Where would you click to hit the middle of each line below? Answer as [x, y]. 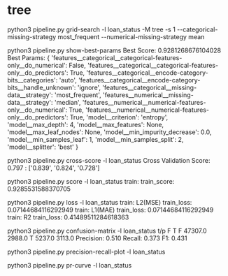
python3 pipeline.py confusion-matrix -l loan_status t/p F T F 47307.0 [107, 231]
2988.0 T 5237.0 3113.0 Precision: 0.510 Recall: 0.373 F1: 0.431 [97, 238]
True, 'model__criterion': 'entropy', [119, 117]
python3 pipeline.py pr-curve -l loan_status [70, 265]
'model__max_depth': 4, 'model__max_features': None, [86, 124]
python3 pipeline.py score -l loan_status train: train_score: [91, 181]
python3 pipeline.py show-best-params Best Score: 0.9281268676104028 [114, 50]
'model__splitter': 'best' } [43, 147]
